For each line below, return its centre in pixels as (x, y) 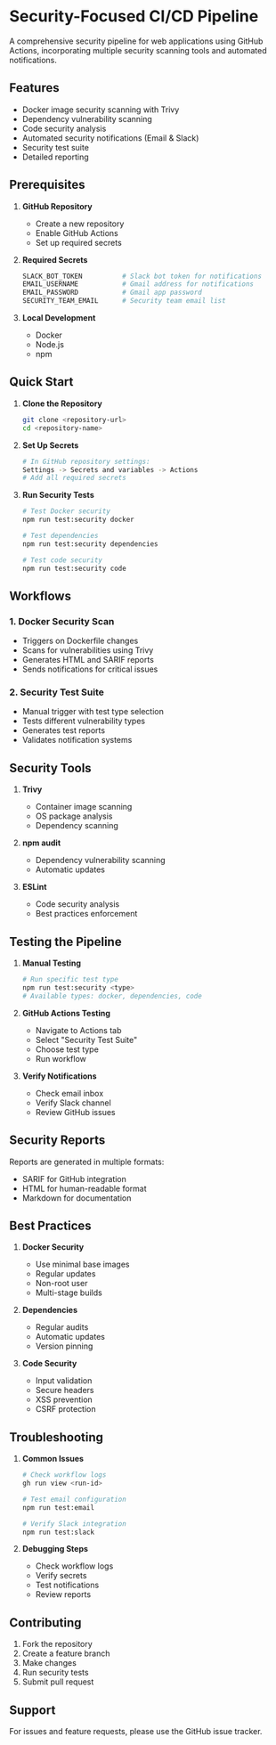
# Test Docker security (66, 511)
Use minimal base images (82, 1264)
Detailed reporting (55, 157)
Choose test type (67, 1049)
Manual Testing (52, 963)
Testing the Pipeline (65, 942)
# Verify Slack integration (74, 1524)
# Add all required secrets (74, 478)
